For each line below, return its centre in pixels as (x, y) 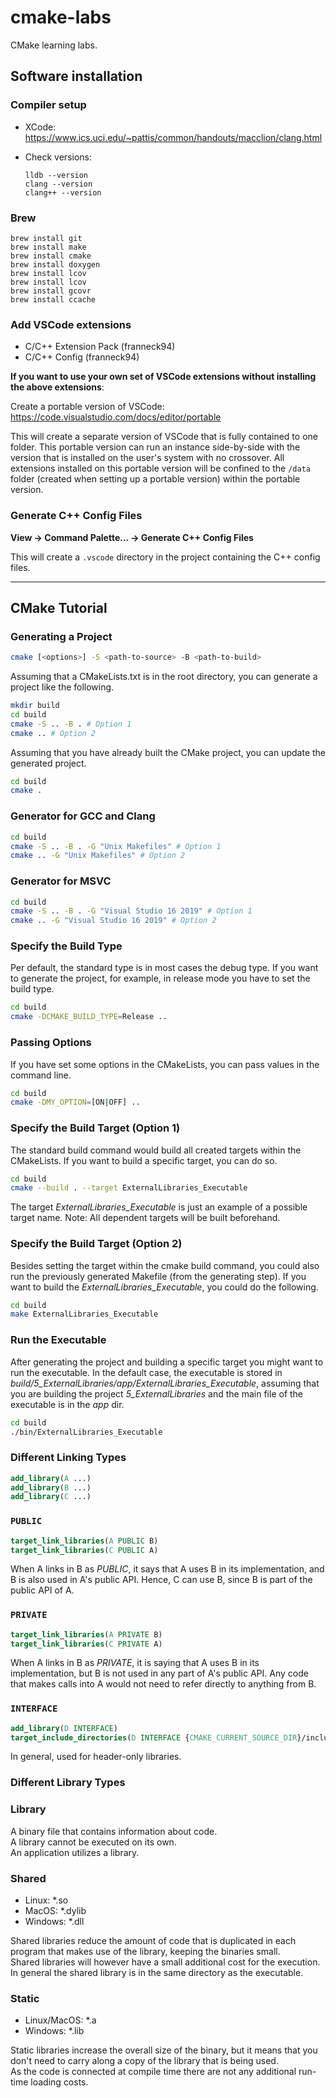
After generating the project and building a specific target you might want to (167, 1362)
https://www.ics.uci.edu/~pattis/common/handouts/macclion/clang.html (173, 137)
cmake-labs (61, 17)
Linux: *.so (46, 1900)
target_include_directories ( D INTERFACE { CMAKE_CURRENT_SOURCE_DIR (154, 1737)
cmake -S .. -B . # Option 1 (71, 724)
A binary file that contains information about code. (114, 1831)
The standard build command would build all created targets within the (156, 1150)
